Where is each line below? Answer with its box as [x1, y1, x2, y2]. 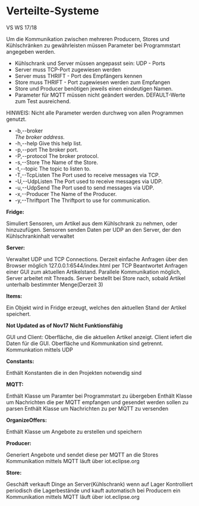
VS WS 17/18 [6, 24, 37, 31]
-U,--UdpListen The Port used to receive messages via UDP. [14, 178, 163, 185]
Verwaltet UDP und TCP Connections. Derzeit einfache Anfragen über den [6, 255, 188, 263]
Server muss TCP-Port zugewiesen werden [14, 66, 121, 73]
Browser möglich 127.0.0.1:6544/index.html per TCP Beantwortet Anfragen [6, 262, 188, 269]
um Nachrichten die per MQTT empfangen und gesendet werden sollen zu [6, 398, 189, 406]
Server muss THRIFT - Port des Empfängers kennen [14, 72, 143, 79]
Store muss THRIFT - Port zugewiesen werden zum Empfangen [14, 79, 170, 86]
